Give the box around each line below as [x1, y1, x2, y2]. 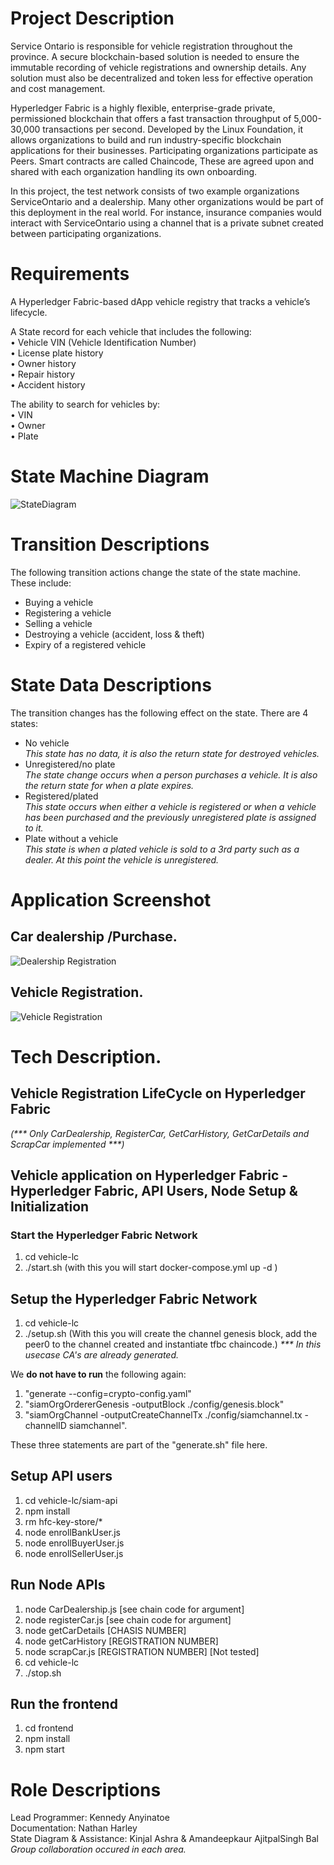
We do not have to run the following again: [10, 1368, 187, 1380]
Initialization [10, 1198, 90, 1215]
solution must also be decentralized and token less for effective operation [10, 72, 314, 84]
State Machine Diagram [10, 465, 210, 488]
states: [10, 717, 38, 729]
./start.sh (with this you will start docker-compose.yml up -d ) [24, 1262, 278, 1274]
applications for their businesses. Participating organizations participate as [10, 144, 318, 156]
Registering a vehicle [24, 607, 112, 619]
